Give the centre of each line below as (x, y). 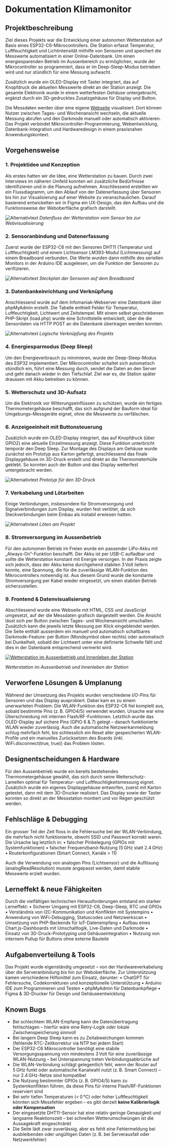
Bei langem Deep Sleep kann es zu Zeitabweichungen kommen (78, 1038)
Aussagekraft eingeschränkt (42, 1123)
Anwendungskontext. (27, 134)
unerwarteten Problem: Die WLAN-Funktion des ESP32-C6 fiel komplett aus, (85, 706)
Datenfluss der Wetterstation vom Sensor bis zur (90, 217)
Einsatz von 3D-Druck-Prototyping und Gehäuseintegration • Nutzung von (82, 934)
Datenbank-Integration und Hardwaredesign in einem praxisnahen (74, 129)
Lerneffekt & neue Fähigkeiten (53, 889)
